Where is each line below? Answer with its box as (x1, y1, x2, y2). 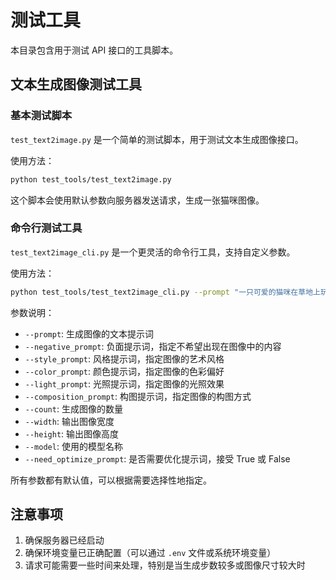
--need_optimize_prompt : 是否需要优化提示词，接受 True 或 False (24, 452, 291, 465)
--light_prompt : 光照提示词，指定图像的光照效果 (24, 377, 225, 390)
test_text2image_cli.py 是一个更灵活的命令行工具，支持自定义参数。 (10, 246, 296, 258)
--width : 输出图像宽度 (24, 415, 115, 427)
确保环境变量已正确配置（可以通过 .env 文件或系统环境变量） (24, 547, 277, 559)
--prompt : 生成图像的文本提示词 (24, 327, 155, 340)
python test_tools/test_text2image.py (10, 174, 172, 185)
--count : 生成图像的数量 (24, 402, 123, 415)
